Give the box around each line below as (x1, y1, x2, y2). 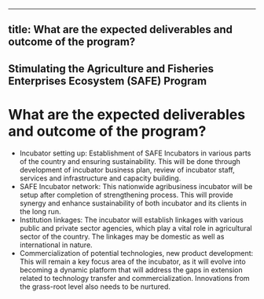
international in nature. (19, 240, 93, 250)
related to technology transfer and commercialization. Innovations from (19, 273, 250, 283)
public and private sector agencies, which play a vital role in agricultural (19, 223, 253, 232)
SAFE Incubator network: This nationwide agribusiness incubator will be (19, 181, 253, 191)
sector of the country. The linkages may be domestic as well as (19, 232, 225, 241)
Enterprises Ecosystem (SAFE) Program (8, 74, 207, 87)
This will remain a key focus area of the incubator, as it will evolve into (19, 257, 246, 266)
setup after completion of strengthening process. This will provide (19, 190, 233, 199)
